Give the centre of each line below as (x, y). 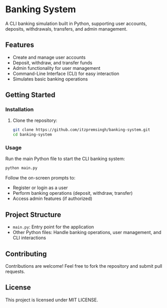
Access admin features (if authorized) (53, 199)
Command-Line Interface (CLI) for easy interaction (66, 73)
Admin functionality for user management (56, 68)
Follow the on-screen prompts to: (40, 178)
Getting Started (30, 95)
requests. (15, 271)
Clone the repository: (35, 120)
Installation (20, 110)
